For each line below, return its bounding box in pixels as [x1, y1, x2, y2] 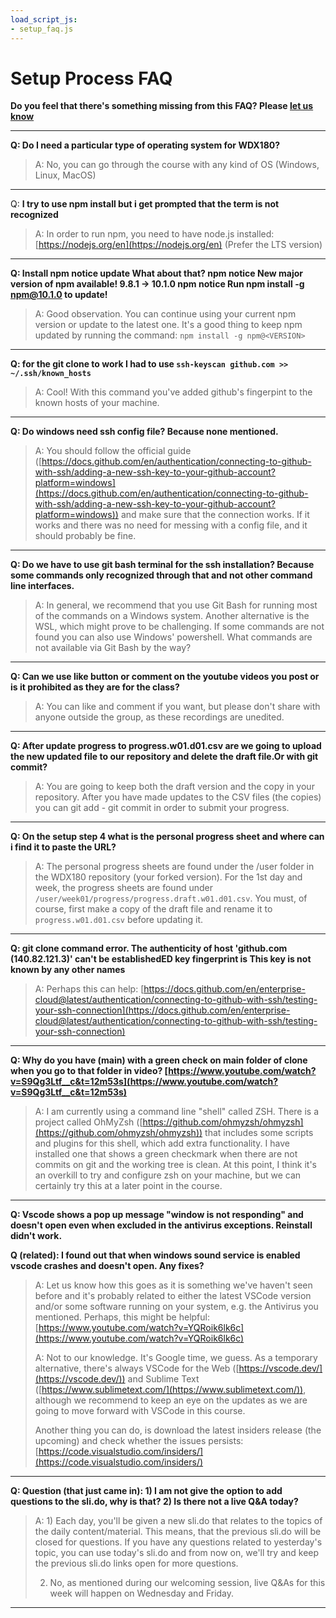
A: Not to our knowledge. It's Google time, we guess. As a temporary [34, 1352, 318, 1364]
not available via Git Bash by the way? [34, 642, 192, 654]
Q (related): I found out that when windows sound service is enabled [10, 1249, 301, 1261]
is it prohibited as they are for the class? [10, 681, 180, 693]
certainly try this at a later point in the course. [34, 1180, 223, 1192]
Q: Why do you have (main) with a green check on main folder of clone [10, 1054, 308, 1066]
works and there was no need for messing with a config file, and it [34, 519, 308, 531]
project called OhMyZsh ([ [34, 1116, 143, 1128]
